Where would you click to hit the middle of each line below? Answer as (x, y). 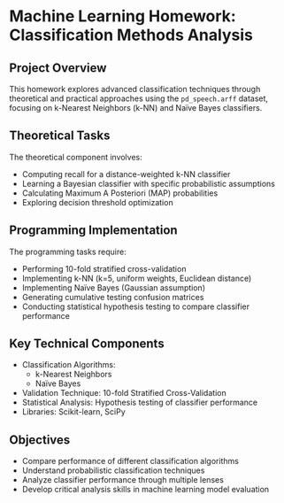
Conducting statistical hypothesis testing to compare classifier (136, 306)
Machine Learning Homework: (123, 16)
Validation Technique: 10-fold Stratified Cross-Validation (124, 393)
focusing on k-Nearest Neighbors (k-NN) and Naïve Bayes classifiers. (136, 108)
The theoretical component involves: (76, 157)
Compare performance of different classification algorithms (130, 461)
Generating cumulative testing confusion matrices (113, 297)
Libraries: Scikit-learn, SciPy (73, 412)
